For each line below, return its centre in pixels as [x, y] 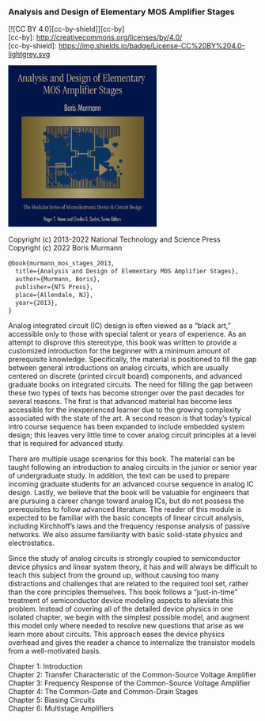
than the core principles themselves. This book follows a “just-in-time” [123, 592]
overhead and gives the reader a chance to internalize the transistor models [132, 642]
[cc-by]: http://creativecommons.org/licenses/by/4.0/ [95, 37]
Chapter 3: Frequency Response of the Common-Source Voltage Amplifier [129, 683]
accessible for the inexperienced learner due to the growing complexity [125, 410]
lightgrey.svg [29, 55]
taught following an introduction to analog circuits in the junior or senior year [132, 467]
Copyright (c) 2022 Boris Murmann [65, 247]
